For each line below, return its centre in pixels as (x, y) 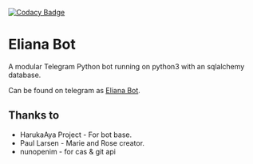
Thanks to (34, 115)
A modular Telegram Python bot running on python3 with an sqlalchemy (126, 66)
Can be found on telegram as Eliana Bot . (75, 90)
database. (25, 75)
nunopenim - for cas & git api (67, 151)
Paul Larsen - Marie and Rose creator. (82, 143)
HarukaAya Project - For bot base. (76, 135)
